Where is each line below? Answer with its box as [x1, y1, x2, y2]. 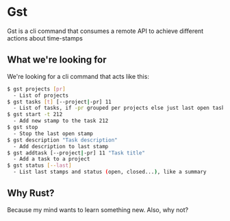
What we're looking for [7, 54, 107, 66]
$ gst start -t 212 [7, 111, 63, 118]
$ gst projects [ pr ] [7, 85, 66, 93]
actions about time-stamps [7, 34, 84, 42]
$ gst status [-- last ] [7, 162, 72, 169]
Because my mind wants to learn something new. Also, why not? [7, 205, 189, 213]
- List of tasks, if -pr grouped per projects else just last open [13, 104, 210, 112]
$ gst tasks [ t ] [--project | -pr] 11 [7, 98, 112, 105]
